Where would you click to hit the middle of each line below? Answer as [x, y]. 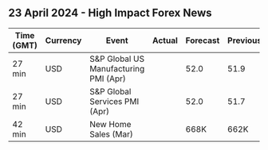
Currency [63, 40]
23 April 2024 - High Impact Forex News [110, 13]
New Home [110, 124]
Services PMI [114, 101]
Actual [165, 40]
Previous [244, 40]
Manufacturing [117, 68]
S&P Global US [117, 59]
